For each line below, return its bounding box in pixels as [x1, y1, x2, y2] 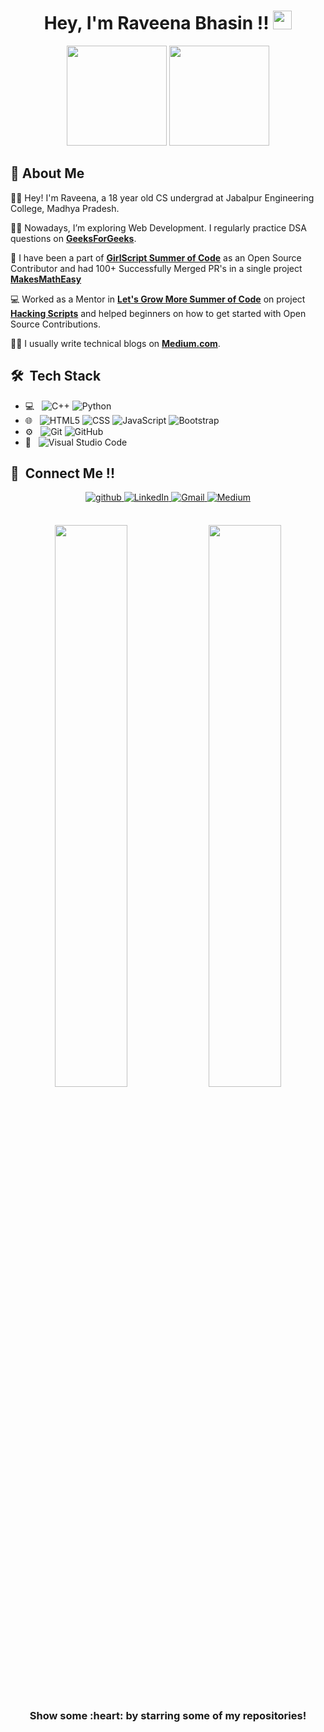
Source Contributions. [10, 318, 101, 330]
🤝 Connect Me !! [10, 465, 116, 482]
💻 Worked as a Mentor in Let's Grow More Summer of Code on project [10, 293, 306, 305]
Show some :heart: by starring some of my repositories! [29, 1709, 307, 1723]
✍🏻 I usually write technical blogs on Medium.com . [10, 337, 221, 349]
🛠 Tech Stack [10, 368, 102, 385]
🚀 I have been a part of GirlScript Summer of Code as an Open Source [10, 251, 302, 264]
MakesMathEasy [10, 273, 82, 285]
